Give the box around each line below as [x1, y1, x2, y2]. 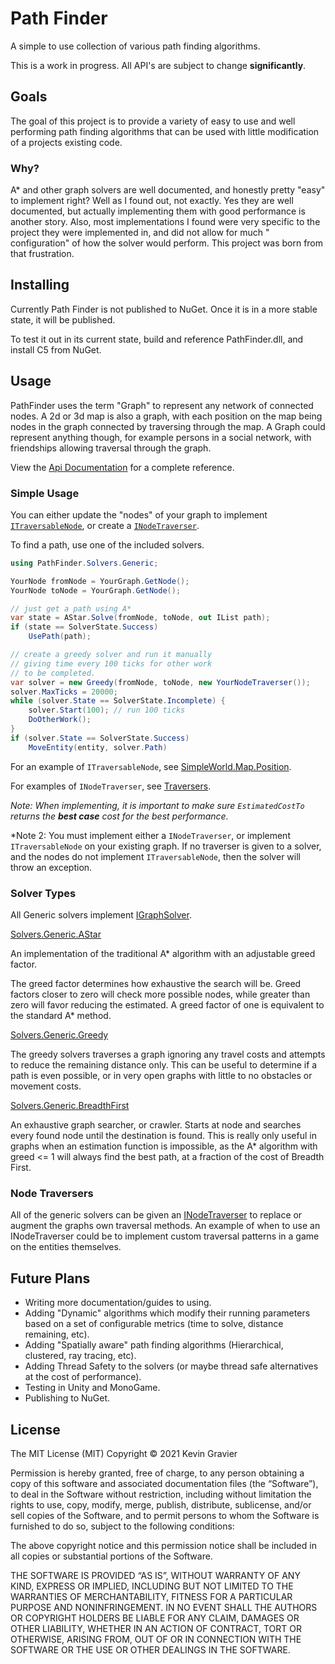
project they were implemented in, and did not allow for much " [10, 227, 270, 239]
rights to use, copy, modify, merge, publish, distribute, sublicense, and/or [10, 1498, 312, 1511]
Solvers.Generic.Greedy [10, 1029, 109, 1041]
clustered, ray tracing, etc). [24, 1350, 137, 1362]
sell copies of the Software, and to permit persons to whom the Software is [10, 1509, 320, 1521]
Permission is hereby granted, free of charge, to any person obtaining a [10, 1467, 305, 1479]
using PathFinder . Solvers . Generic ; [10, 558, 159, 568]
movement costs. [10, 1080, 82, 1092]
